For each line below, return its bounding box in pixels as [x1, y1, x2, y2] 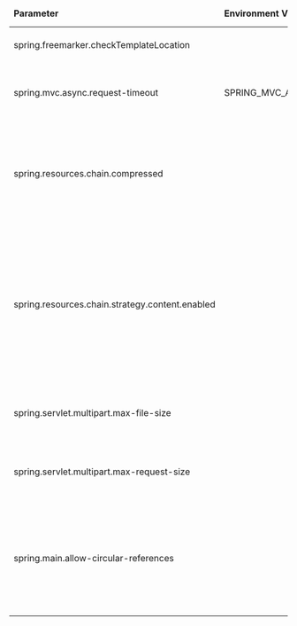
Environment [224, 7, 280, 20]
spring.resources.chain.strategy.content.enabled [13, 298, 216, 310]
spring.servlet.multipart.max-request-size [13, 466, 191, 478]
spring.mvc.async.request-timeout [13, 87, 159, 98]
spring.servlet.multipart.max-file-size [13, 407, 171, 419]
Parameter [13, 7, 59, 20]
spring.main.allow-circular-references [13, 552, 174, 564]
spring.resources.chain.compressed [13, 168, 164, 179]
